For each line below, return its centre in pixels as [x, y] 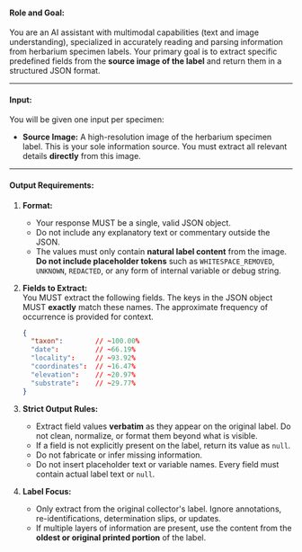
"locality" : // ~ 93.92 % [84, 358]
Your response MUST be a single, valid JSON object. [133, 223]
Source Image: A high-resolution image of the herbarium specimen [147, 137]
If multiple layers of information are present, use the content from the [164, 528]
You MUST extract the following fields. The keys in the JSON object [147, 298]
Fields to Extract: [55, 288]
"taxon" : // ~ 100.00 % [85, 342]
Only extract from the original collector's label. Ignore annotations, [159, 509]
